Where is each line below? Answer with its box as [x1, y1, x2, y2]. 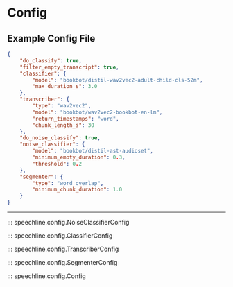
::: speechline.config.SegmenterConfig [7, 259, 118, 266]
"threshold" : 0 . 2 [32, 160, 82, 167]
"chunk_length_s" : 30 [32, 121, 95, 129]
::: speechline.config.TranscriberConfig [7, 245, 119, 253]
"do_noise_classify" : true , [19, 134, 101, 141]
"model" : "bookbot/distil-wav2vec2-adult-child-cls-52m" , [32, 76, 203, 84]
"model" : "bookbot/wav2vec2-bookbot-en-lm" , [32, 109, 163, 116]
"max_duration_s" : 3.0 [32, 83, 98, 90]
